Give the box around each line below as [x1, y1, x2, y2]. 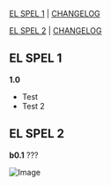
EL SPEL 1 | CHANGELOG [9, 9, 101, 19]
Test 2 [21, 100, 46, 111]
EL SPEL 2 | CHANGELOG [9, 26, 102, 35]
